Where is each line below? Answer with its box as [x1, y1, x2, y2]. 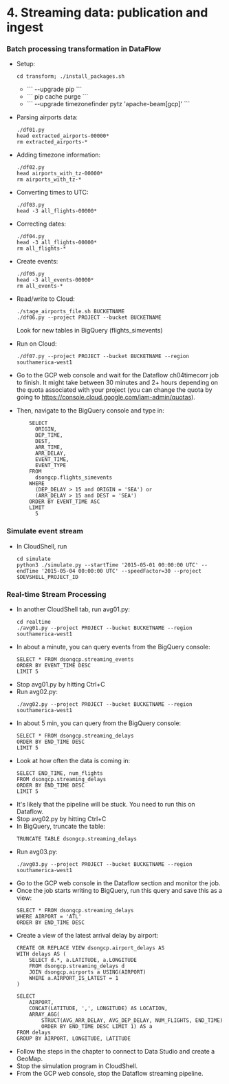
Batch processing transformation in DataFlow [6, 44, 162, 54]
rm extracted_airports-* [16, 139, 88, 146]
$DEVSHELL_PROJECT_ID [16, 573, 78, 580]
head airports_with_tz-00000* [16, 170, 104, 177]
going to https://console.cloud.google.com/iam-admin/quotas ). [16, 393, 195, 402]
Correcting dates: [16, 219, 67, 228]
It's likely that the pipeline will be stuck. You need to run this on [16, 800, 195, 809]
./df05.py [16, 270, 45, 277]
